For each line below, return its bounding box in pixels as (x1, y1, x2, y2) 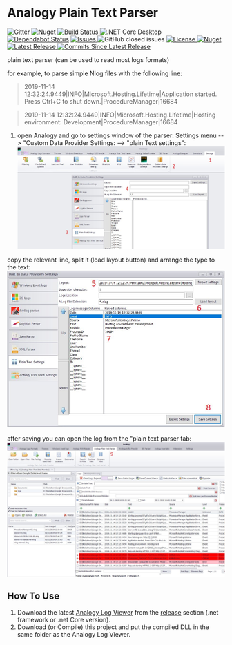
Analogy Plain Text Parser (7, 5, 159, 21)
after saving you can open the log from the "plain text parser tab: (7, 434, 192, 443)
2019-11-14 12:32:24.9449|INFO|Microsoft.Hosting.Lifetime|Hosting (23, 110, 216, 119)
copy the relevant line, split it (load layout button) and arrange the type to (7, 256, 215, 264)
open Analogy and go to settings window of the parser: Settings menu (17, 131, 217, 139)
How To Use (7, 590, 60, 601)
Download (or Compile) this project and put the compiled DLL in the (17, 623, 209, 631)
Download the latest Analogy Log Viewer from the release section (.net (17, 608, 219, 617)
